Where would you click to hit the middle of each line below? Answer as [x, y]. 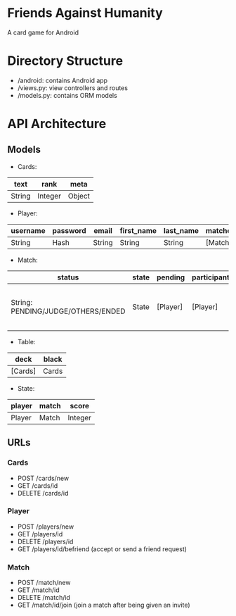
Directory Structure [65, 61]
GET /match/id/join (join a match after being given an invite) [104, 605]
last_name [181, 230]
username [28, 230]
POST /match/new [44, 583]
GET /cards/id [38, 485]
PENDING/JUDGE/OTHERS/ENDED [68, 311]
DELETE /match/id [44, 598]
